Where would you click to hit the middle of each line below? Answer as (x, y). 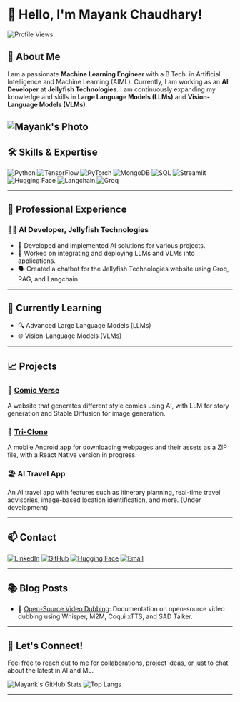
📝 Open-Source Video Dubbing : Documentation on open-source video (121, 609)
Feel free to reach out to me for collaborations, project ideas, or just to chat (118, 663)
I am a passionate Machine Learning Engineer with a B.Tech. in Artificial (114, 74)
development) (28, 507)
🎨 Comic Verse (34, 390)
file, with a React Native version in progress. (72, 455)
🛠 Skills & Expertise (52, 152)
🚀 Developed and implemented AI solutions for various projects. (111, 245)
